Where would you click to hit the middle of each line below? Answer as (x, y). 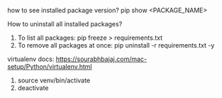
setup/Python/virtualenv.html (50, 66)
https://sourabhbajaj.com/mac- (101, 59)
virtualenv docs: (31, 59)
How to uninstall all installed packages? (65, 24)
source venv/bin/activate (54, 80)
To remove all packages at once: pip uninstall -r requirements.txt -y (116, 45)
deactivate (33, 88)
